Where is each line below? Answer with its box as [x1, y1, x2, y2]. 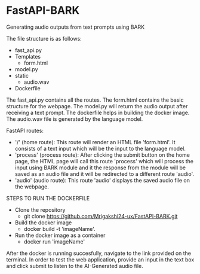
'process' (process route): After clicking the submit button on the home [14, 151, 190, 159]
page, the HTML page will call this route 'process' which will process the [14, 157, 194, 165]
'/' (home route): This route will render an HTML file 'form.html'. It [14, 138, 176, 145]
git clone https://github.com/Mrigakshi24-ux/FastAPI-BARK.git [23, 212, 178, 220]
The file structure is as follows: [6, 35, 82, 42]
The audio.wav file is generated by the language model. [6, 115, 143, 123]
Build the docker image [14, 219, 72, 226]
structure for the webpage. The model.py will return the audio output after [6, 102, 188, 109]
